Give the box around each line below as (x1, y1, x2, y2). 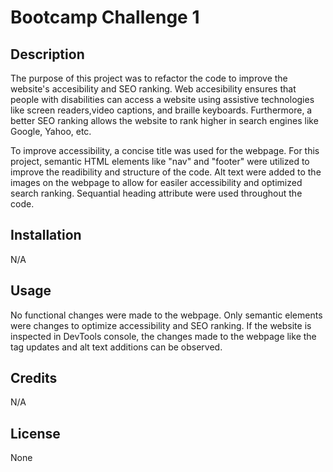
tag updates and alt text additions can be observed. (10, 341, 223, 353)
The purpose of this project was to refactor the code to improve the (10, 72, 288, 84)
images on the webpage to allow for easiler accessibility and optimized (10, 177, 303, 188)
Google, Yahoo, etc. (10, 126, 92, 137)
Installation (10, 227, 82, 244)
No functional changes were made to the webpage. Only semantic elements (10, 309, 323, 321)
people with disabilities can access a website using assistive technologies (10, 94, 315, 105)
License (10, 425, 61, 442)
